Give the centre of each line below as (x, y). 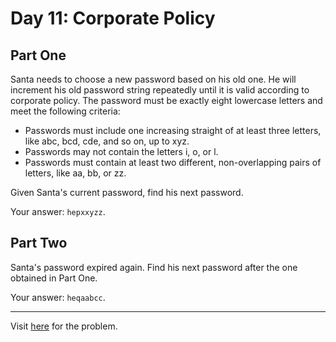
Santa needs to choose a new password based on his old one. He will (153, 79)
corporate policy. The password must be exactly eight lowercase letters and (166, 100)
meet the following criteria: (65, 111)
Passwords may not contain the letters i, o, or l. (121, 151)
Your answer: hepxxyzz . (58, 211)
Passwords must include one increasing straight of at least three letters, (173, 130)
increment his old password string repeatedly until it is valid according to (160, 90)
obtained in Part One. (54, 278)
